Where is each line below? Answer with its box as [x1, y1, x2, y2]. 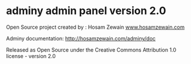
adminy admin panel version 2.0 [6, 4, 166, 18]
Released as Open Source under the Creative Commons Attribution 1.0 [6, 46, 176, 53]
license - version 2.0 [6, 52, 56, 59]
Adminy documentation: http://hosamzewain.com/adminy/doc [6, 35, 156, 42]
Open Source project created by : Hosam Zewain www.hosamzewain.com [6, 23, 185, 31]
